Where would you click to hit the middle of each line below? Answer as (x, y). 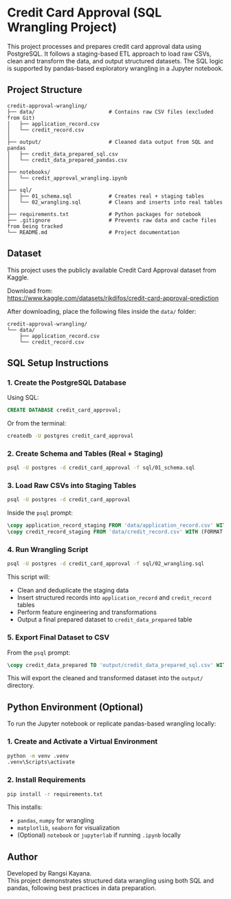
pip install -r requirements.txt (55, 794)
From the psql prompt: (39, 653)
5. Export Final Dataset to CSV (58, 637)
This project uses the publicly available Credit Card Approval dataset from (112, 270)
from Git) (21, 118)
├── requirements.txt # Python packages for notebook (104, 214)
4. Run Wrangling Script (48, 550)
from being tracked (35, 226)
